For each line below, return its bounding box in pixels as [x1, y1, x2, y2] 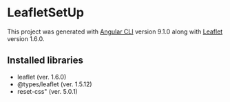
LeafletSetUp [7, 5, 85, 21]
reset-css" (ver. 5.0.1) [17, 87, 78, 95]
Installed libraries [7, 55, 84, 66]
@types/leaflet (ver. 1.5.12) [17, 80, 92, 88]
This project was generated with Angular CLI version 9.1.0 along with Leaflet [7, 27, 223, 36]
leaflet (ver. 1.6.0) [17, 73, 67, 81]
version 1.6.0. [7, 34, 45, 42]
